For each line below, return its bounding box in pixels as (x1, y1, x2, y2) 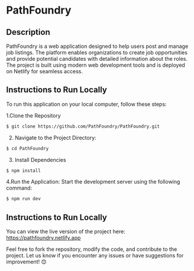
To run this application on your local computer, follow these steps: (6, 100, 167, 107)
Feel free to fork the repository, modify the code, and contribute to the (6, 246, 177, 253)
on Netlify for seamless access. (6, 68, 83, 74)
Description (6, 27, 50, 37)
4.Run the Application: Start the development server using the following (6, 178, 180, 185)
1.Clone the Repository (6, 112, 61, 119)
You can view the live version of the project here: (6, 228, 125, 235)
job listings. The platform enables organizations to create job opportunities (6, 49, 188, 56)
